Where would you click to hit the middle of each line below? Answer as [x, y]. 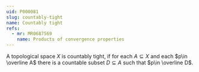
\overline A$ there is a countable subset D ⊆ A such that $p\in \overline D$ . [100, 62]
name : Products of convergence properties [71, 39]
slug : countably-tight [34, 17]
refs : [13, 28]
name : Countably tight [34, 23]
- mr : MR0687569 [32, 34]
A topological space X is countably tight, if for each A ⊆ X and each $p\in [97, 56]
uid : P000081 [22, 12]
